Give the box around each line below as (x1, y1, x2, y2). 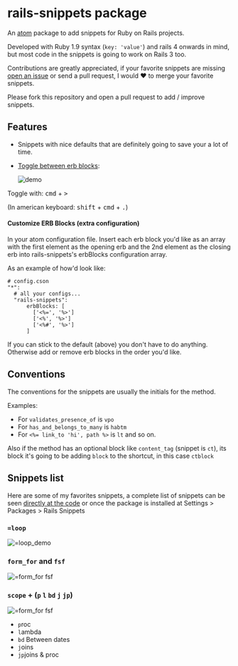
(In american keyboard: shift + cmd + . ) (7, 203, 129, 211)
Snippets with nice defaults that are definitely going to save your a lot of (17, 140, 229, 148)
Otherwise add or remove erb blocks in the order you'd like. (7, 347, 182, 356)
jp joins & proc (17, 650, 59, 659)
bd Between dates (17, 635, 70, 644)
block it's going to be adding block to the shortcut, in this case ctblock (7, 451, 215, 460)
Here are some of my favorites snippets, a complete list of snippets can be (7, 491, 226, 500)
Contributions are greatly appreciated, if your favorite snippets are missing (7, 63, 226, 72)
